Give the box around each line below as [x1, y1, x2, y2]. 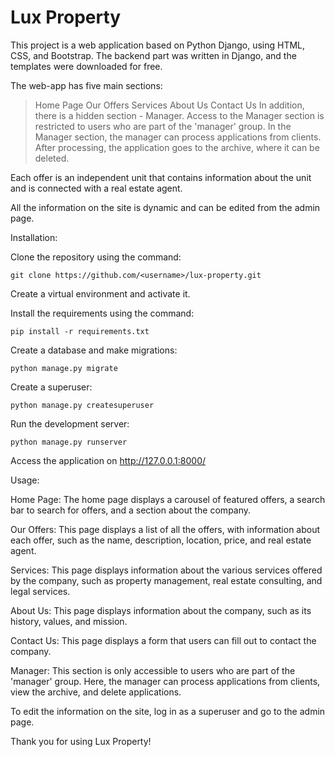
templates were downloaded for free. [10, 60, 163, 72]
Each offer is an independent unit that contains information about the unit [10, 171, 312, 183]
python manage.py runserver [10, 437, 128, 447]
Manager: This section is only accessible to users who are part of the [10, 664, 296, 676]
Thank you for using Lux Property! [10, 735, 152, 747]
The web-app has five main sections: [10, 79, 163, 91]
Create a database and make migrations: [10, 344, 178, 356]
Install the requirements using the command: [10, 307, 195, 319]
